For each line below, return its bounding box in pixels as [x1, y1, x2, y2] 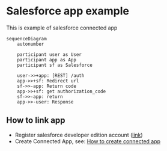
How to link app [6, 116, 65, 126]
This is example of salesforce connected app [6, 24, 118, 31]
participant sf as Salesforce [17, 62, 93, 68]
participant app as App [17, 57, 77, 63]
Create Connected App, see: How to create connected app [14, 137, 161, 145]
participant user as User [17, 51, 82, 58]
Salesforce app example [6, 4, 129, 18]
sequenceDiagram [6, 35, 47, 42]
